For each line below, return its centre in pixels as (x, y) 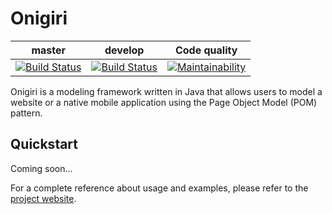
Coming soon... (41, 168)
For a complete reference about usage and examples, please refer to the (159, 188)
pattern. (26, 113)
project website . (43, 198)
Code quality (206, 50)
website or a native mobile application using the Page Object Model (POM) (164, 102)
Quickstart (44, 144)
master (49, 50)
